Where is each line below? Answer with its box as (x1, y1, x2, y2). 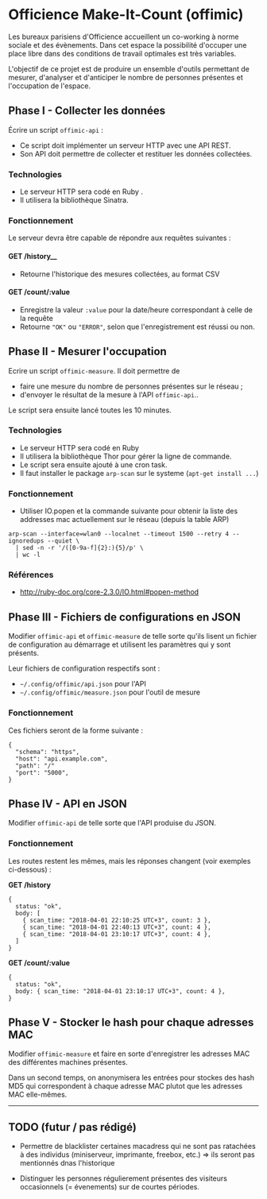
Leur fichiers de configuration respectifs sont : (8, 663, 161, 673)
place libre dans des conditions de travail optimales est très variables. (8, 48, 237, 58)
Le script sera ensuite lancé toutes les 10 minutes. (8, 405, 172, 415)
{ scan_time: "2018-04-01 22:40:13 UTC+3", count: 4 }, (22, 923, 212, 931)
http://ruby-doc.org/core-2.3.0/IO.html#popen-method (19, 587, 199, 597)
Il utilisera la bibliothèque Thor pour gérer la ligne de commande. (19, 451, 232, 461)
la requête (19, 313, 53, 323)
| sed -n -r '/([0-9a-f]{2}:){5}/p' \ (15, 544, 145, 552)
